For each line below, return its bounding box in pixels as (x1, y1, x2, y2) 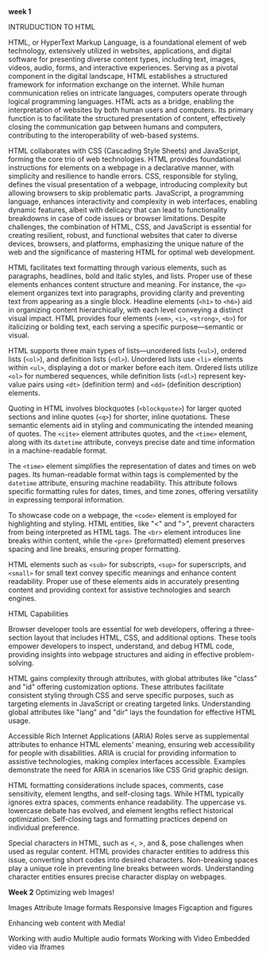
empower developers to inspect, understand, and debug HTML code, (8, 641, 235, 651)
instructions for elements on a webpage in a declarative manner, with (8, 163, 234, 172)
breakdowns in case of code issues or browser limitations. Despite (8, 214, 226, 223)
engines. (8, 594, 37, 603)
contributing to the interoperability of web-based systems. (8, 130, 199, 140)
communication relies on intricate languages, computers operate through (8, 88, 248, 98)
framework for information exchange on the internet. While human (8, 80, 225, 89)
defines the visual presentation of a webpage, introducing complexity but (8, 180, 248, 189)
